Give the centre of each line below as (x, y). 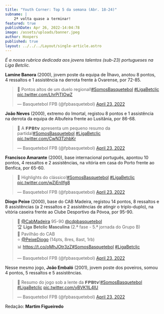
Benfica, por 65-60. (25, 168)
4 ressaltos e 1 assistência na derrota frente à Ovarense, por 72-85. (73, 80)
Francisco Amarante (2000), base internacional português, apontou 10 (77, 157)
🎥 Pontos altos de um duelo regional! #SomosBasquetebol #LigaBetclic (88, 89)
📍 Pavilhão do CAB (36, 234)
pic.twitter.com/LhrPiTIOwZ (45, 94)
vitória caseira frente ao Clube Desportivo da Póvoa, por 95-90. (69, 212)
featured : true (21, 23)
